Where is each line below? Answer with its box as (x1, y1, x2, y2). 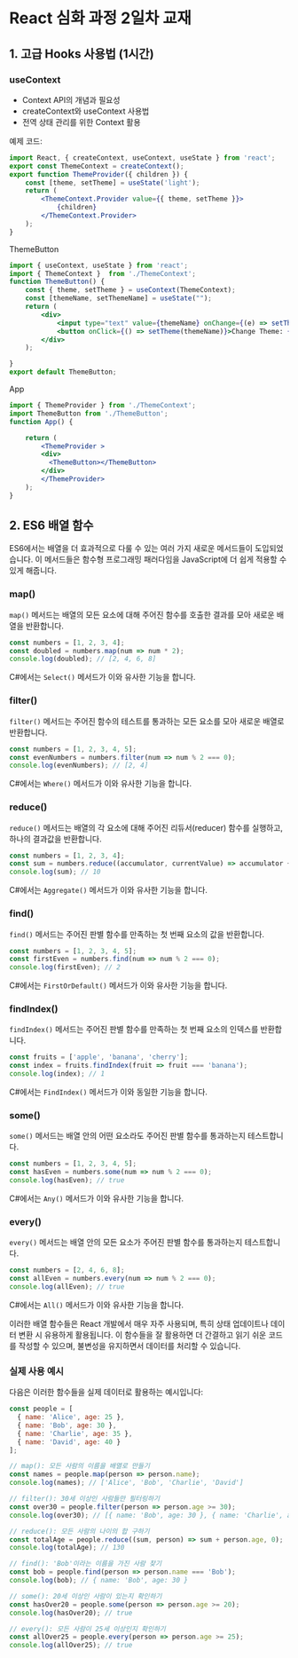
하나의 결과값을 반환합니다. (9, 833, 102, 844)
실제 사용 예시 (9, 1364, 65, 1377)
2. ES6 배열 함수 (9, 518, 94, 533)
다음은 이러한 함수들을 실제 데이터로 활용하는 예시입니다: (9, 1386, 204, 1398)
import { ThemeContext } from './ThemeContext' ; (9, 269, 197, 278)
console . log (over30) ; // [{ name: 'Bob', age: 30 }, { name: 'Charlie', (9, 1511, 284, 1520)
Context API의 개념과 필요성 (21, 94, 121, 105)
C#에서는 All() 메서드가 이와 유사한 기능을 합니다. (9, 1299, 184, 1310)
